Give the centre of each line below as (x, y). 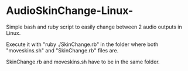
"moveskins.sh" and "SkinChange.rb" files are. (62, 50)
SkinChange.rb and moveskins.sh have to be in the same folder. (83, 62)
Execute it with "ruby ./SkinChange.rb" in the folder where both (82, 44)
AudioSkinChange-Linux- (70, 11)
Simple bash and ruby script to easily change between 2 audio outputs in (94, 27)
